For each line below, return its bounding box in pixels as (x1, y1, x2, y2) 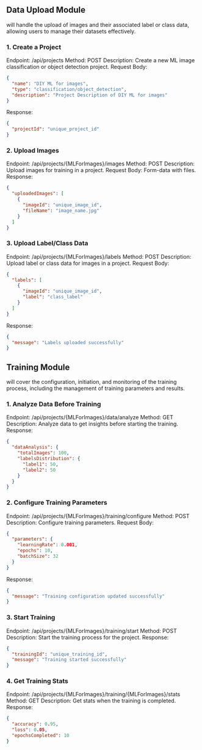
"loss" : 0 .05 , (12, 727, 48, 733)
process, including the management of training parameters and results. (6, 384, 185, 392)
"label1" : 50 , (22, 461, 59, 467)
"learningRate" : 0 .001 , (17, 542, 78, 548)
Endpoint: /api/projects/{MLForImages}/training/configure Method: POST (6, 512, 190, 519)
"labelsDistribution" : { (17, 456, 81, 462)
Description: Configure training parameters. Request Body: (6, 519, 154, 526)
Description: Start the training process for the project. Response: (6, 633, 169, 641)
